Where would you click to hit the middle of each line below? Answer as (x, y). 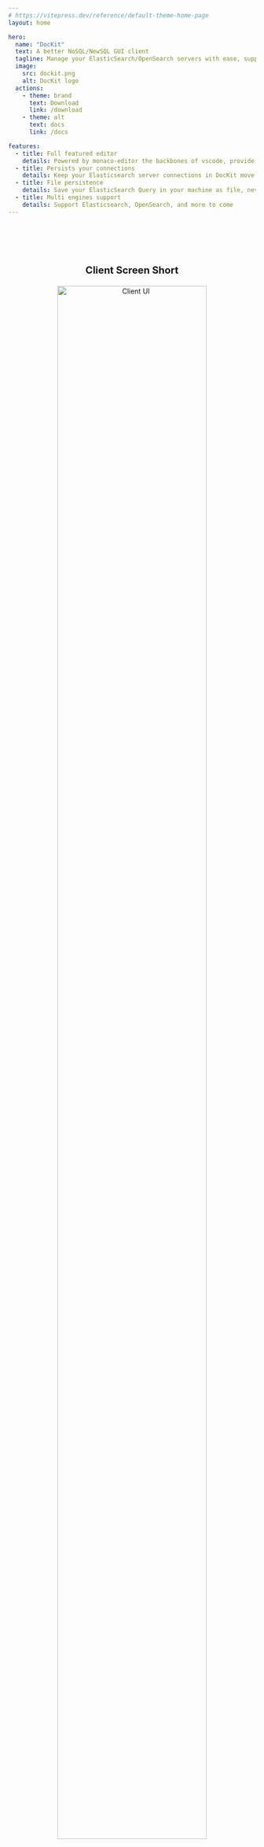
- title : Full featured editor (66, 153)
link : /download (55, 110)
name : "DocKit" (40, 44)
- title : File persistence (59, 183)
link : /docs (48, 132)
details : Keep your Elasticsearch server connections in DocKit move (139, 175)
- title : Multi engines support (68, 197)
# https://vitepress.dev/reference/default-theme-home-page (109, 15)
